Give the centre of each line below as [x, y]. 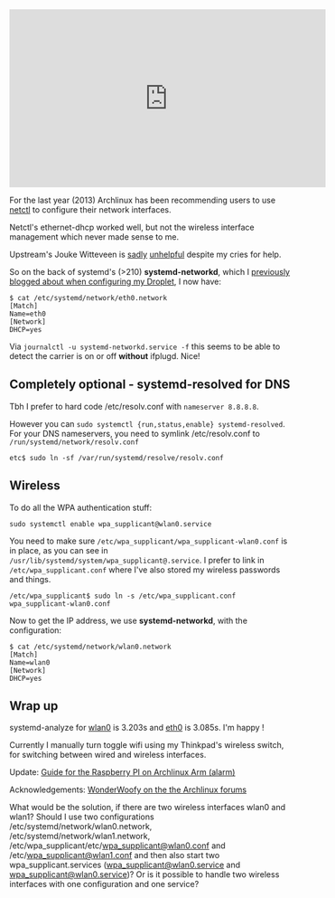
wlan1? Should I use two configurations [82, 817]
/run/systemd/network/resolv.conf [74, 442]
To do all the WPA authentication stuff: [81, 507]
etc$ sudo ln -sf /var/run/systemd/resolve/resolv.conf [116, 458]
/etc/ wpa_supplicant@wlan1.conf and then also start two [115, 855]
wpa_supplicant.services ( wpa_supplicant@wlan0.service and [125, 865]
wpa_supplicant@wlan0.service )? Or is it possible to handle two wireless [144, 874]
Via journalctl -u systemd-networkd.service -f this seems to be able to [145, 346]
